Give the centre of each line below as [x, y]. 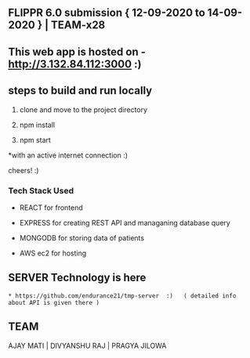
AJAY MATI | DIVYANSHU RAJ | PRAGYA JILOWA [87, 345]
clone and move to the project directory [83, 110]
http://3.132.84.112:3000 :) [75, 64]
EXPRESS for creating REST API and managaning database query [125, 222]
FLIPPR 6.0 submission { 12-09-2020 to [107, 13]
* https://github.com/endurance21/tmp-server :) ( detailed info [122, 296]
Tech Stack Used [41, 190]
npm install [37, 125]
